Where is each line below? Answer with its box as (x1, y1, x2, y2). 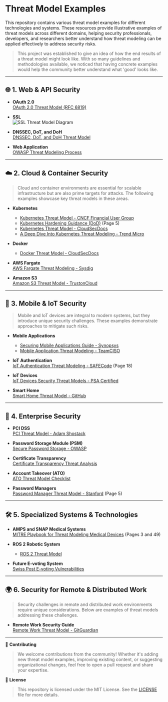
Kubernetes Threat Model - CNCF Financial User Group (19, 214, 134, 220)
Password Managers (12, 485, 56, 491)
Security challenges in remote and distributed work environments (17, 601, 152, 607)
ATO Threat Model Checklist (12, 475, 71, 481)
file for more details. (17, 691, 59, 697)
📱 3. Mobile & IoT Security (5, 299, 86, 307)
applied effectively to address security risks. (5, 40, 96, 46)
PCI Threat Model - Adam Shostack (12, 430, 86, 436)
